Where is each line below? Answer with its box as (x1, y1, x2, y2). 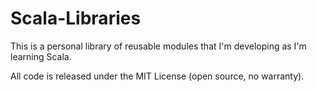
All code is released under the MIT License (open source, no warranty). (10, 70, 305, 82)
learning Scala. (10, 50, 72, 62)
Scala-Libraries (10, 7, 142, 30)
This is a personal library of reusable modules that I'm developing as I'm (10, 40, 307, 52)
